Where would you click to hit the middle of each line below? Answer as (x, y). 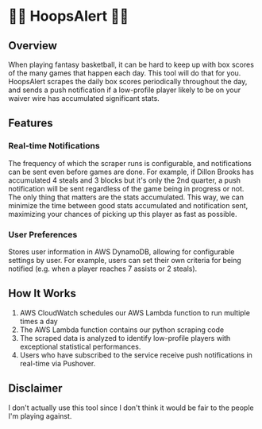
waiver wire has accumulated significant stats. (84, 98)
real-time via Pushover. (58, 363)
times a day (39, 321)
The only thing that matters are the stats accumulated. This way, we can (126, 197)
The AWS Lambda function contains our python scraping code (122, 330)
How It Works (42, 294)
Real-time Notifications (54, 146)
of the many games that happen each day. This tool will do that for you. (125, 73)
